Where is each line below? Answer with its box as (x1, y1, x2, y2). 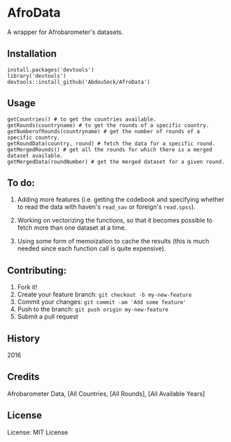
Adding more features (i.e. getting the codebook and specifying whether (17, 196, 225, 204)
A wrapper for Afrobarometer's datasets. (7, 28, 123, 36)
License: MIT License (7, 428, 68, 436)
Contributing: (7, 264, 67, 276)
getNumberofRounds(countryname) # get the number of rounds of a (7, 128, 200, 135)
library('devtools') (7, 72, 67, 79)
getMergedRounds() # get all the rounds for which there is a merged (7, 146, 213, 153)
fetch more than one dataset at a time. (17, 223, 127, 232)
